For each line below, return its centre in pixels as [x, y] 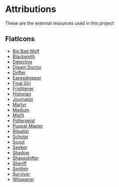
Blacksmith [24, 56]
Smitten [20, 168]
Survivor [21, 174]
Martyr [19, 105]
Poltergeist [23, 120]
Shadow [21, 152]
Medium [21, 110]
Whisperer [23, 179]
